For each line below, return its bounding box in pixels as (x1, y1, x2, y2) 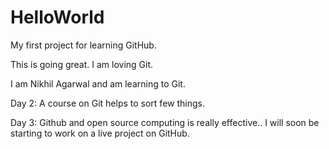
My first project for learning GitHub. (10, 39, 157, 51)
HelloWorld (10, 6, 105, 29)
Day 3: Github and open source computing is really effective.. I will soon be (10, 116, 320, 128)
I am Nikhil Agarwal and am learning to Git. (10, 77, 186, 90)
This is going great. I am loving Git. (10, 58, 154, 70)
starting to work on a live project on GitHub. (10, 127, 190, 139)
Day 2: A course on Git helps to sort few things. (10, 97, 205, 109)
